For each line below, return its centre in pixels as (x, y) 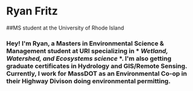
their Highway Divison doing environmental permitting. (88, 81)
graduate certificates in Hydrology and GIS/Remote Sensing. (97, 66)
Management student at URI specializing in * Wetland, (87, 51)
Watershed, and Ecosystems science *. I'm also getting (89, 58)
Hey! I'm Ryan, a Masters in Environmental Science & (85, 43)
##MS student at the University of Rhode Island (65, 28)
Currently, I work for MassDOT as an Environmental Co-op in (96, 74)
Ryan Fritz (32, 11)
